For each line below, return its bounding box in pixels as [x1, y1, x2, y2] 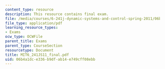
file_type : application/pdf [5, 20, 63, 26]
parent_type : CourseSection [5, 43, 63, 48]
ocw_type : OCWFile [5, 34, 43, 39]
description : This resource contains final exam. [5, 12, 109, 17]
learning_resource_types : [5, 25, 58, 30]
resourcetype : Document [5, 48, 54, 52]
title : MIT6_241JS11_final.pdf [5, 52, 69, 57]
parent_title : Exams [5, 39, 48, 44]
